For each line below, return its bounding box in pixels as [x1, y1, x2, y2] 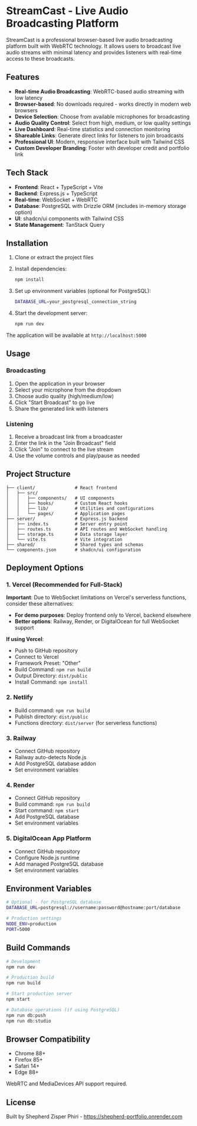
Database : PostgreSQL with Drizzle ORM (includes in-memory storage [14, 202, 186, 209]
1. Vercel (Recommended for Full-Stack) [6, 581, 123, 589]
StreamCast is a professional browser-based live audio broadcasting [6, 36, 173, 43]
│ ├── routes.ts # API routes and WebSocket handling [6, 526, 168, 532]
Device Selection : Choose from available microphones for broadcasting [14, 113, 190, 120]
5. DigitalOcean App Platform [6, 834, 91, 842]
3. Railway [6, 734, 37, 742]
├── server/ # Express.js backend [6, 516, 128, 522]
